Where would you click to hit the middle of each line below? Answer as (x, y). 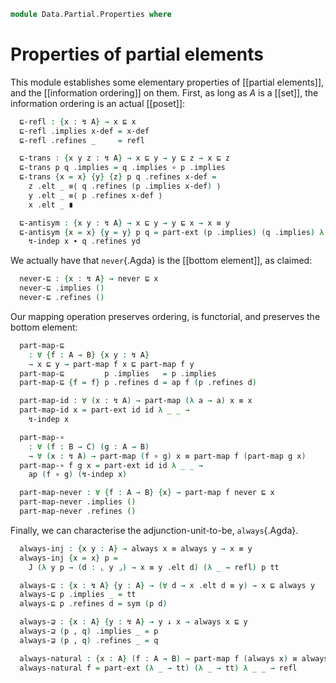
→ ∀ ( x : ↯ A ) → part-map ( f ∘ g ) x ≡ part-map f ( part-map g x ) (167, 456)
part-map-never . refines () (78, 511)
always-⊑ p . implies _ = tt (78, 595)
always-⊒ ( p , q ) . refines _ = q (89, 640)
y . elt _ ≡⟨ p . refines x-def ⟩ (95, 195)
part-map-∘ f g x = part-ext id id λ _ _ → (111, 465)
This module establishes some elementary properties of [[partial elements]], (167, 82)
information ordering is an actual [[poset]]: (98, 103)
